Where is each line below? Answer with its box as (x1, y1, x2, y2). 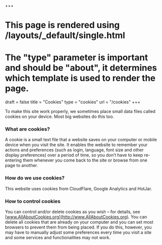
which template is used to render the (5, 73, 156, 84)
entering (5, 157, 22, 163)
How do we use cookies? (5, 175, 65, 181)
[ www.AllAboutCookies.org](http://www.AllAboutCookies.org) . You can (5, 214, 147, 220)
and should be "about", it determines (5, 63, 157, 73)
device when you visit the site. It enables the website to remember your (5, 142, 148, 148)
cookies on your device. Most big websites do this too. (5, 114, 114, 119)
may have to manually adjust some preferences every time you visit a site (5, 229, 152, 235)
